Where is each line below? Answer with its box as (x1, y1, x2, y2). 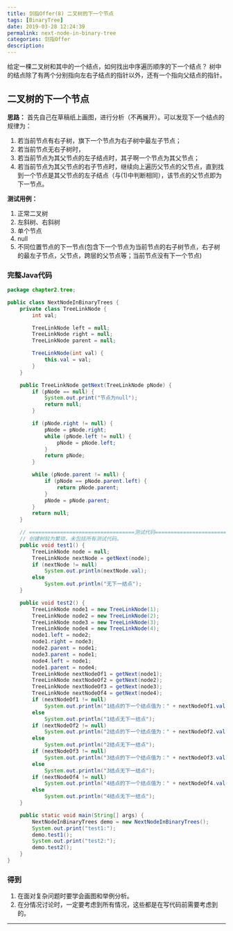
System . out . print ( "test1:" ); (32, 825, 116, 832)
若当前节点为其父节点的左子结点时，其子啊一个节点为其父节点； (17, 153, 200, 162)
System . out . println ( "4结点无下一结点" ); (44, 793, 156, 800)
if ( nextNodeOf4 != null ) (32, 774, 107, 780)
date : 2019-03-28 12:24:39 (7, 23, 85, 30)
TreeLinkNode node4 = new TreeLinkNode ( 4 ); (32, 625, 159, 632)
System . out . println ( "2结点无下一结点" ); (44, 742, 156, 749)
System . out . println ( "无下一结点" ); (44, 581, 142, 588)
